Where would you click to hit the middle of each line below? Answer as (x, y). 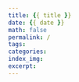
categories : (27, 52)
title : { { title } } (40, 15)
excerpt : (22, 66)
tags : (17, 45)
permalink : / (29, 37)
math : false (27, 30)
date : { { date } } (36, 23)
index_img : (26, 59)
